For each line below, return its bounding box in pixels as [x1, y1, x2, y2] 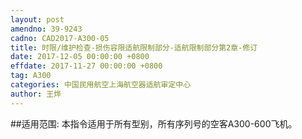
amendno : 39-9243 [10, 24, 83, 34]
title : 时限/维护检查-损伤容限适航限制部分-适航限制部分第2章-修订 [10, 42, 258, 53]
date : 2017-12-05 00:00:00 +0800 [10, 52, 150, 62]
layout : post [10, 14, 65, 25]
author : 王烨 [10, 89, 62, 99]
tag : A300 [10, 71, 52, 81]
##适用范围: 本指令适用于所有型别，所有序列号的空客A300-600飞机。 [10, 117, 298, 130]
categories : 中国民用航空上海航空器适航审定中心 [10, 80, 192, 90]
